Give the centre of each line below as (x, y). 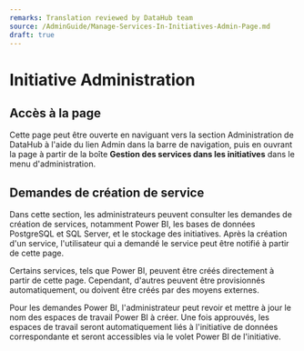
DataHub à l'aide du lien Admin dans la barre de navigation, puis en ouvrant (151, 145)
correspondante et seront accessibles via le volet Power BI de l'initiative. (146, 336)
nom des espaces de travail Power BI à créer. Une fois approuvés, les (140, 317)
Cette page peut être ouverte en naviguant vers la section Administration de (152, 135)
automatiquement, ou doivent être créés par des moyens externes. (134, 290)
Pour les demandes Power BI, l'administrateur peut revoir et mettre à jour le (150, 308)
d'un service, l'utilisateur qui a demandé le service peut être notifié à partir (149, 244)
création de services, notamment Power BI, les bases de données (132, 225)
